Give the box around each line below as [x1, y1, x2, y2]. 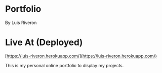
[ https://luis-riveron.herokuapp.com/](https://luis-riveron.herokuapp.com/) [5, 53, 157, 59]
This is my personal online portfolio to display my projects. [5, 62, 124, 68]
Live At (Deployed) [5, 37, 83, 48]
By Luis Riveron [5, 20, 37, 25]
